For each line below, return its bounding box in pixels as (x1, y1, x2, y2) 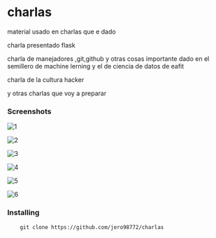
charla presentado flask (7, 41, 75, 49)
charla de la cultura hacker (7, 75, 85, 84)
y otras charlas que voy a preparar (7, 89, 107, 97)
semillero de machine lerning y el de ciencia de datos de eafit (7, 62, 185, 70)
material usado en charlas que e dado (7, 27, 117, 36)
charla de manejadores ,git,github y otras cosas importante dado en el (7, 54, 210, 63)
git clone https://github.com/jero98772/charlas (20, 223, 164, 231)
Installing (7, 208, 40, 218)
